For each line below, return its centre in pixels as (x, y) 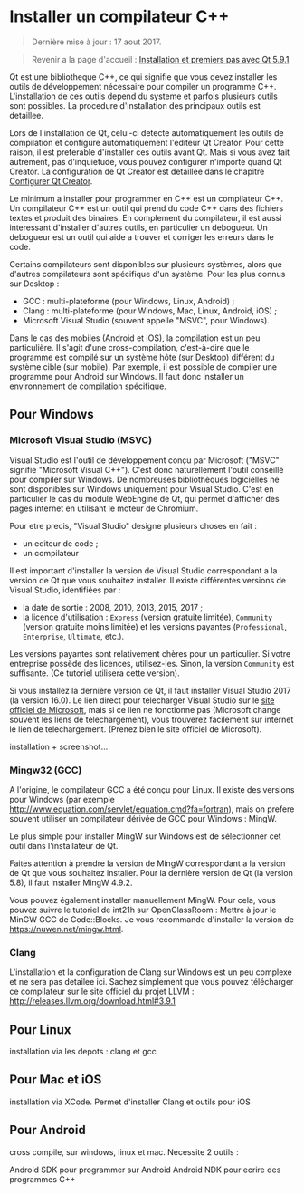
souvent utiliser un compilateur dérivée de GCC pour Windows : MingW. (143, 818)
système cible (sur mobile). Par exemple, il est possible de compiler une (143, 366)
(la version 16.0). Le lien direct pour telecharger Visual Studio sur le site (142, 700)
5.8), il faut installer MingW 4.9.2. (71, 882)
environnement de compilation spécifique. (88, 386)
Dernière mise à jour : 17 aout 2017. (96, 42)
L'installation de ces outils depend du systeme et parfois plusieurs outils (143, 96)
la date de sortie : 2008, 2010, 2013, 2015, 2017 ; (113, 607)
